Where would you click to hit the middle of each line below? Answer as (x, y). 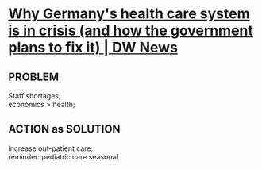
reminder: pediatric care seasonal (63, 156)
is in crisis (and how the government (131, 31)
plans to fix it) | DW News (93, 48)
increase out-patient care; (51, 148)
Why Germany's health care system (129, 14)
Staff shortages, (35, 96)
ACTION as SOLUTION (64, 129)
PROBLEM (34, 77)
